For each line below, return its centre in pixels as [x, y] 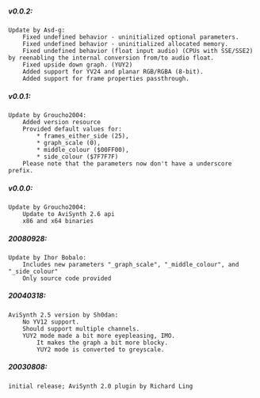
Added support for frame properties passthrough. [106, 78]
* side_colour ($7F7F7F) [78, 157]
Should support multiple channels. [81, 328]
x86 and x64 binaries [58, 221]
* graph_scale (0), [69, 142]
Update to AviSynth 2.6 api [69, 214]
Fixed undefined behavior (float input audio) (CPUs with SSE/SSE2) [138, 51]
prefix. [21, 170]
